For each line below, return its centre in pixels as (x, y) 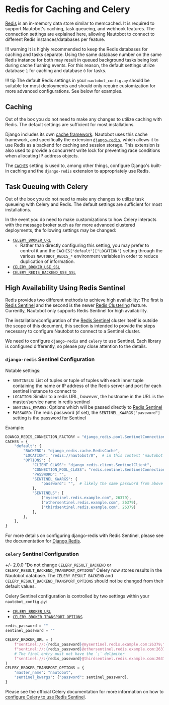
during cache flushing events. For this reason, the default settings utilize (80, 65)
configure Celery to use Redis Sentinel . (46, 697)
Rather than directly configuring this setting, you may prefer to (84, 245)
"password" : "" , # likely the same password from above (102, 484)
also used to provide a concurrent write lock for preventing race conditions (83, 150)
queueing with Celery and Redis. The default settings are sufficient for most (84, 204)
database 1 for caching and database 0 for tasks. (56, 70)
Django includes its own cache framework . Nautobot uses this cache (76, 134)
